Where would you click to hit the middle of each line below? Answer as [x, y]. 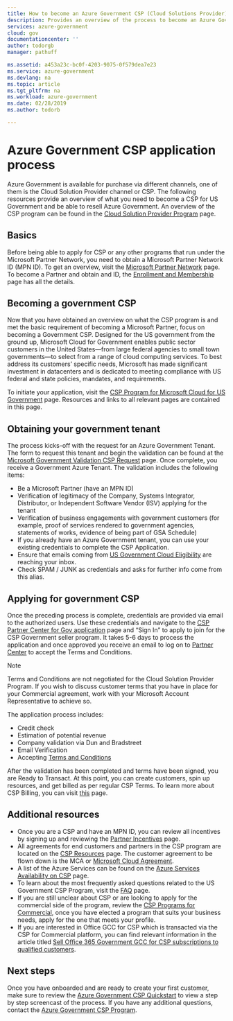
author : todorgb [31, 46]
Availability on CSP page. [53, 875]
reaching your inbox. [46, 562]
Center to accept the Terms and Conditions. [70, 652]
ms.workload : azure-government [52, 97]
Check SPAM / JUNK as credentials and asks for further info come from [120, 570]
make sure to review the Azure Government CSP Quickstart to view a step [113, 995]
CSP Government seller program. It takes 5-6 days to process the [101, 638]
